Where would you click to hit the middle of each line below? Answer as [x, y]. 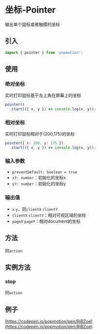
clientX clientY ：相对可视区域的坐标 [49, 215]
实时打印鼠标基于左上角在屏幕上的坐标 [43, 96]
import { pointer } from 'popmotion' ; [44, 52]
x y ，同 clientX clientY [35, 209]
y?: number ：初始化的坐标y [39, 184]
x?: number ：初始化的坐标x [39, 178]
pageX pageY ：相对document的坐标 [46, 221]
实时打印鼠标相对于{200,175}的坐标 [40, 134]
